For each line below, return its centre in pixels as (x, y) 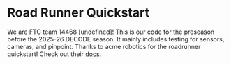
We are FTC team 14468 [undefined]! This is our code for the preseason (111, 32)
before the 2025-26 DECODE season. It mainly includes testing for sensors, (116, 39)
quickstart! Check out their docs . (54, 54)
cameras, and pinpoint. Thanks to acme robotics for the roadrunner (104, 46)
